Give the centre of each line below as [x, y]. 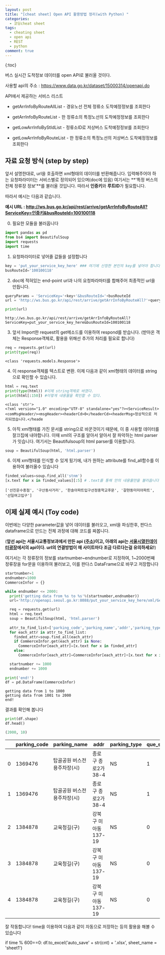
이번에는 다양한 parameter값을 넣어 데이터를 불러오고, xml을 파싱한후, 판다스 [79, 525]
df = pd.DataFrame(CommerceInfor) [41, 682]
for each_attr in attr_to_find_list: [48, 632]
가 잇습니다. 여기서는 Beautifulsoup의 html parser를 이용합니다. [74, 441]
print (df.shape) [22, 719]
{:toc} [11, 65]
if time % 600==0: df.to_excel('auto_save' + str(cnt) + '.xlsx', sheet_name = [81, 942]
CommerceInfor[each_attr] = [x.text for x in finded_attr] [78, 646]
